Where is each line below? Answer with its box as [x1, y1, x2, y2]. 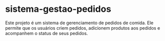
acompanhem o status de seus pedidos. [5, 30, 88, 36]
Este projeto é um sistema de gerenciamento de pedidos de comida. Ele [5, 20, 154, 26]
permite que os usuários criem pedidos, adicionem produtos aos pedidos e [5, 25, 160, 31]
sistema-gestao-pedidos [5, 3, 111, 15]
